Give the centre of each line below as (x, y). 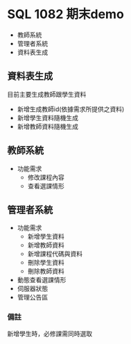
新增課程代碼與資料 (55, 254)
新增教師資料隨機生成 (47, 126)
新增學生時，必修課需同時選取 (50, 334)
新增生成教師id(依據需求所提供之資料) (71, 109)
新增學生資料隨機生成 (47, 117)
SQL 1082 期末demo (66, 14)
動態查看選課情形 (42, 280)
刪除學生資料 (46, 263)
